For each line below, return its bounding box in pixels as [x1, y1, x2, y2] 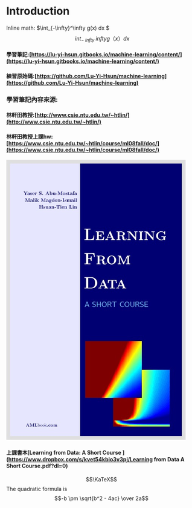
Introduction [6, 4, 70, 18]
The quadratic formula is [6, 485, 68, 492]
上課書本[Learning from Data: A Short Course [6, 449, 122, 456]
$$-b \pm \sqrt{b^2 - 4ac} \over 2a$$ [54, 495, 149, 502]
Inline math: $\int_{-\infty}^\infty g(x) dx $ [6, 24, 110, 31]
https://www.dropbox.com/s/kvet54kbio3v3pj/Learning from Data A [8, 455, 185, 463]
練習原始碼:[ [6, 72, 37, 79]
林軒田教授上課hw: [6, 133, 53, 140]
